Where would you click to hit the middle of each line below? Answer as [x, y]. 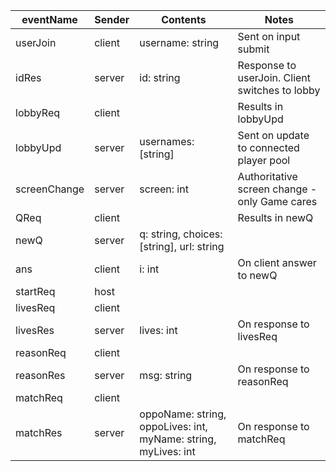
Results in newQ [275, 217]
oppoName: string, [183, 414]
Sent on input [269, 36]
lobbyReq [38, 112]
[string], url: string [182, 246]
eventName [49, 19]
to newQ [257, 275]
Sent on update [273, 135]
